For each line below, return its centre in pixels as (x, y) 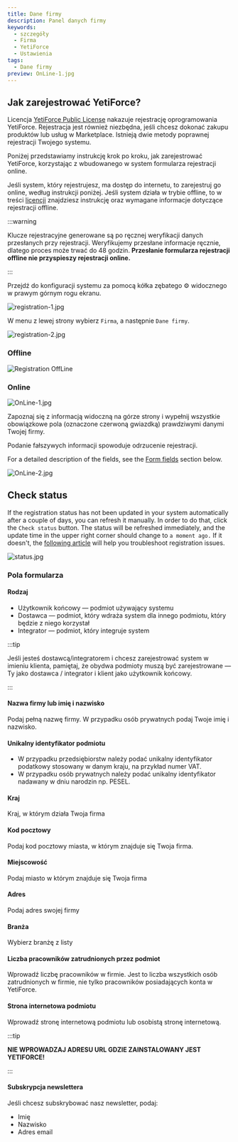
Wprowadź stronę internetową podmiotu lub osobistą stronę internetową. (114, 1022)
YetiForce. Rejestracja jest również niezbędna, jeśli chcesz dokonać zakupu (118, 127)
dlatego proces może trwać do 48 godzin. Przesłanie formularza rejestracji (119, 251)
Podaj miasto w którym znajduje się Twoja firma (77, 878)
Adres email (35, 1132)
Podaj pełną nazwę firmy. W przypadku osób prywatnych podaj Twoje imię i (118, 720)
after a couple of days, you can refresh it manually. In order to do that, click (117, 520)
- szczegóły (32, 34)
